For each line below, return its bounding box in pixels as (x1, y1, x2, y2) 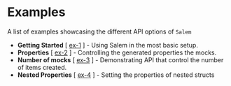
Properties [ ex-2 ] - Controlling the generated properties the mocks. (17, 48, 217, 57)
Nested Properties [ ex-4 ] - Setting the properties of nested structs (17, 71, 215, 79)
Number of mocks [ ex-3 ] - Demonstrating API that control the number (17, 55, 224, 64)
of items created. (17, 63, 67, 71)
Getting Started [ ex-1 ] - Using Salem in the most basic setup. (17, 41, 198, 49)
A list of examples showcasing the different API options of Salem (7, 27, 192, 36)
